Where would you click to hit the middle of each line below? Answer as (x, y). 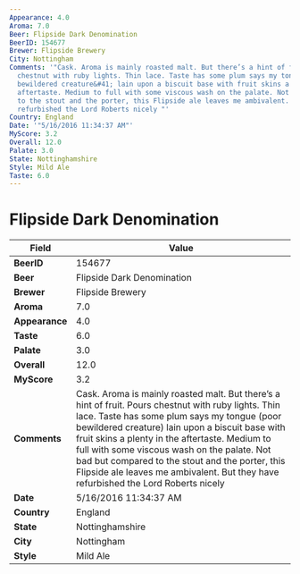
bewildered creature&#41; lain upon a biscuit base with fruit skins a (154, 84)
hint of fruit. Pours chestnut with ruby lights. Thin (178, 405)
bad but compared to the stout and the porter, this (180, 461)
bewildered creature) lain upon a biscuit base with (180, 427)
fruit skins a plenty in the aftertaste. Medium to (173, 439)
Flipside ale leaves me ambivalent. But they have (177, 472)
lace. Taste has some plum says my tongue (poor (179, 417)
